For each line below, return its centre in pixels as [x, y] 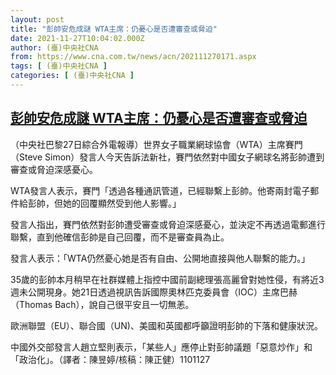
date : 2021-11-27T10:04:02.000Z [77, 38]
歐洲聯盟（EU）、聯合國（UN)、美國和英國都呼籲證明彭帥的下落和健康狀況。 [166, 325]
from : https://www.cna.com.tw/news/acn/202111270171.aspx [133, 57]
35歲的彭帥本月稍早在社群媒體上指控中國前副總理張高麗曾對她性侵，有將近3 [167, 279]
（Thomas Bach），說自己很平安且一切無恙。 [102, 304]
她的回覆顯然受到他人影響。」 [122, 203]
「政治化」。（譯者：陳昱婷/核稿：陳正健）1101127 [110, 359]
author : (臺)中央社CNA [54, 47]
